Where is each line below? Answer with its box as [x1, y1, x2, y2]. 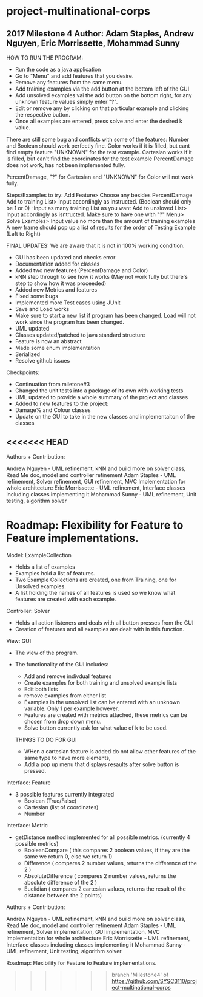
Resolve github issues [15, 357, 70, 364]
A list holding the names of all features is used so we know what [15, 589, 176, 596]
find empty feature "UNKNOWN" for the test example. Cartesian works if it [6, 149, 193, 156]
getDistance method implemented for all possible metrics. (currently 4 [15, 834, 191, 841]
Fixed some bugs [15, 293, 59, 300]
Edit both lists [24, 685, 59, 693]
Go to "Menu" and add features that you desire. [15, 72, 134, 80]
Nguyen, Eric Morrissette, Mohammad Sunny [6, 38, 180, 48]
